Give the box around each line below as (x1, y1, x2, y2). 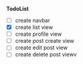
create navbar (15, 17, 50, 24)
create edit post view (15, 44, 68, 51)
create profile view (15, 30, 62, 38)
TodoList (6, 5, 29, 12)
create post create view (15, 37, 75, 45)
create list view (15, 24, 53, 31)
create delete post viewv (15, 51, 77, 58)
